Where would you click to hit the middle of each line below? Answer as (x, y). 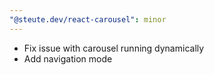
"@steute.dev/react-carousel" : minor (88, 19)
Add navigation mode (68, 58)
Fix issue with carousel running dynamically (114, 48)
